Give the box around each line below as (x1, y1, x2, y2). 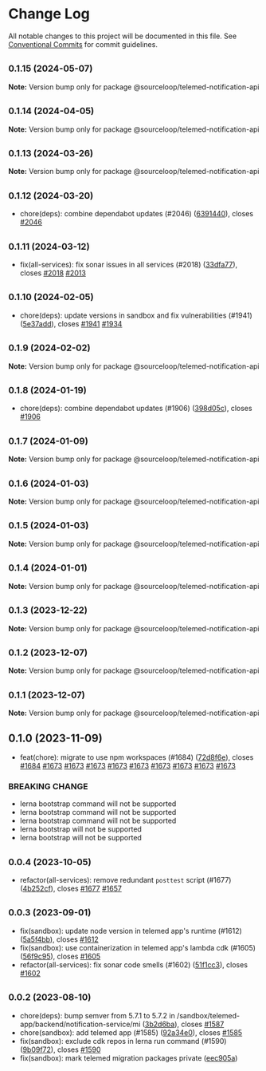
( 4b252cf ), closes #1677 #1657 (19, 883, 122, 894)
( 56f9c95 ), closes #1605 (19, 951, 101, 961)
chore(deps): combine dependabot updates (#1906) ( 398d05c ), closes (19, 404, 252, 413)
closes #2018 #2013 (19, 268, 86, 278)
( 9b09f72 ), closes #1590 (19, 1045, 101, 1054)
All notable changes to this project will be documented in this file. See (8, 31, 237, 41)
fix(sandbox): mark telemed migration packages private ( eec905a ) (19, 1053, 238, 1062)
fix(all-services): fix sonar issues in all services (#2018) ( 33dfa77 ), (19, 260, 238, 269)
